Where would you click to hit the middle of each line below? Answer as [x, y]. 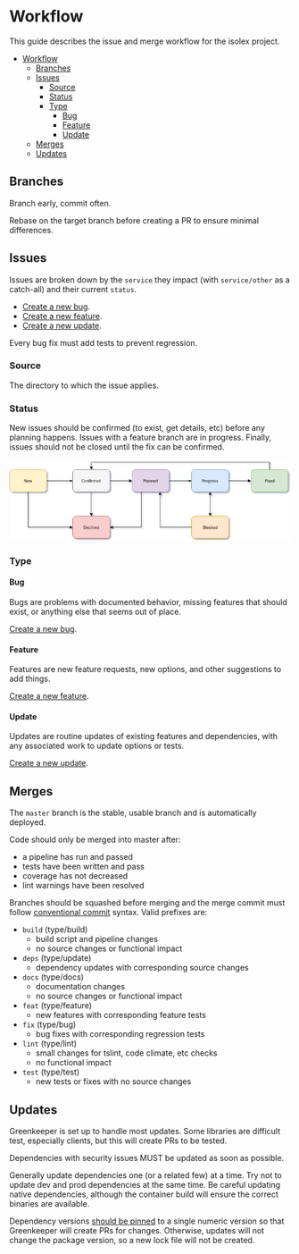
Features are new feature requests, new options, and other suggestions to [145, 669]
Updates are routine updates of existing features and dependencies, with [144, 736]
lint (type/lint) [50, 1044]
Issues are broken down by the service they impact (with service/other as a [149, 280]
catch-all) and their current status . [73, 289]
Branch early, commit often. [60, 203]
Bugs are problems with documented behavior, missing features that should [148, 602]
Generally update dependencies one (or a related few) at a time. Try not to [146, 1175]
